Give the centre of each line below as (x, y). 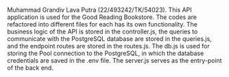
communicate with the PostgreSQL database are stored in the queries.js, (110, 39)
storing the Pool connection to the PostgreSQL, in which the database (106, 53)
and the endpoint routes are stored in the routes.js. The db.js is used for (109, 46)
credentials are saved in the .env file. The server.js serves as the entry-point (114, 60)
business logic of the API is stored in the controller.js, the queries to (103, 31)
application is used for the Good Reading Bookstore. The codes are (102, 17)
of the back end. (30, 68)
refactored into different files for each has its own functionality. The (102, 24)
